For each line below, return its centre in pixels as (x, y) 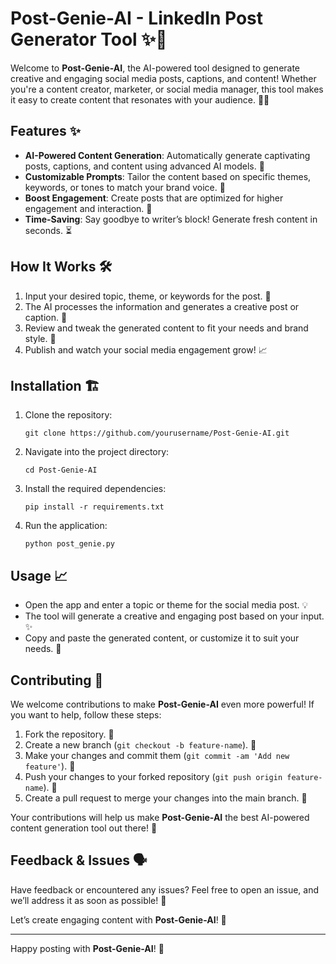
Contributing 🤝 (57, 680)
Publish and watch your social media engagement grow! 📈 (146, 349)
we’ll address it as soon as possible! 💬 (88, 900)
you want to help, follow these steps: (86, 715)
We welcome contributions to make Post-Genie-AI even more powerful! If (162, 704)
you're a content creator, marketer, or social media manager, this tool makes (167, 89)
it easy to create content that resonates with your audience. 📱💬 (140, 99)
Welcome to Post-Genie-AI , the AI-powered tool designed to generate (155, 68)
